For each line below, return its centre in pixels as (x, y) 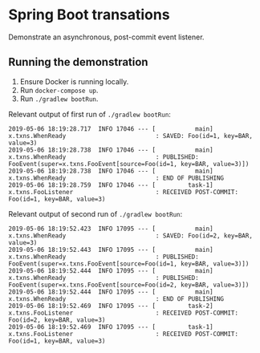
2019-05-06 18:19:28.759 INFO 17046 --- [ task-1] (111, 185)
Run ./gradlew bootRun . (59, 99)
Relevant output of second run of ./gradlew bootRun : (95, 213)
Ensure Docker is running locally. (74, 81)
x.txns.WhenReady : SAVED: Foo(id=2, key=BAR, (130, 235)
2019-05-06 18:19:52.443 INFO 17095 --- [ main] (111, 250)
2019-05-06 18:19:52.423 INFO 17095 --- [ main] (111, 229)
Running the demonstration (78, 62)
